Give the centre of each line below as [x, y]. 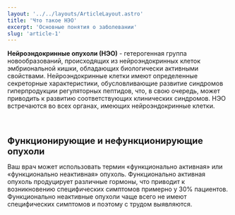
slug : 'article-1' [34, 33]
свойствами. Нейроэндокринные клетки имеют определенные [103, 76]
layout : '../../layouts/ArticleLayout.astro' [75, 14]
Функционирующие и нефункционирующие [105, 141]
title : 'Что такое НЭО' [42, 20]
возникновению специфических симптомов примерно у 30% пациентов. [117, 189]
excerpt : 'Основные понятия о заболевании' [72, 27]
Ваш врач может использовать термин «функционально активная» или [115, 166]
